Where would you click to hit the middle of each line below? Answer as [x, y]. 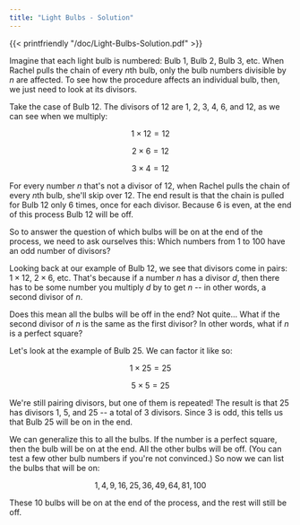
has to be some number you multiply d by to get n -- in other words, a [138, 287]
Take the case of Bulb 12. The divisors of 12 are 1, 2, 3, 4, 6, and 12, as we [145, 106]
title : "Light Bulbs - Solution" [72, 17]
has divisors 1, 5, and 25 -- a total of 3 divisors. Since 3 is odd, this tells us [146, 412]
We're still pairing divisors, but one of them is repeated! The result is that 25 [149, 402]
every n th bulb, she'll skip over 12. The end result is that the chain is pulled [147, 195]
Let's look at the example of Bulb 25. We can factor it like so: [121, 350]
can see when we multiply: [59, 116]
